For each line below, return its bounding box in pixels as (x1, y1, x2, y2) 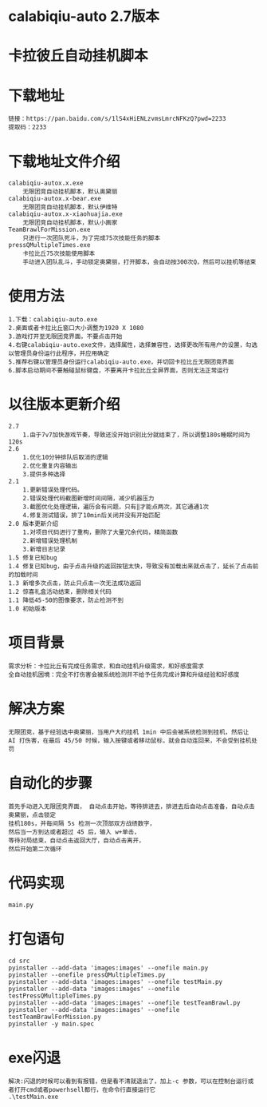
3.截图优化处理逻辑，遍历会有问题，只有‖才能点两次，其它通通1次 (22, 503, 210, 512)
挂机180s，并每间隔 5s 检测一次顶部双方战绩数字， (8, 819, 156, 827)
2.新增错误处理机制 (22, 537, 78, 545)
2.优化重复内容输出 (22, 462, 78, 470)
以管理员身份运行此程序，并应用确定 (8, 349, 110, 358)
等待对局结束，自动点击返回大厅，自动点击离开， (8, 836, 145, 844)
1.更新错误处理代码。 (22, 486, 84, 494)
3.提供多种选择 (22, 471, 66, 479)
